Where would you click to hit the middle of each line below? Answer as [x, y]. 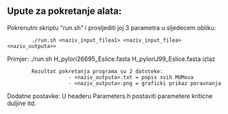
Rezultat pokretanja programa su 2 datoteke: [98, 71]
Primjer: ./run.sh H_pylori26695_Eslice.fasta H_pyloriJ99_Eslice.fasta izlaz [111, 59]
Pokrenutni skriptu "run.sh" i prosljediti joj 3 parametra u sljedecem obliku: [112, 27]
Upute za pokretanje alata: [64, 11]
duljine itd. [22, 103]
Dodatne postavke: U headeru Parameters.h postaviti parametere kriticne [110, 96]
